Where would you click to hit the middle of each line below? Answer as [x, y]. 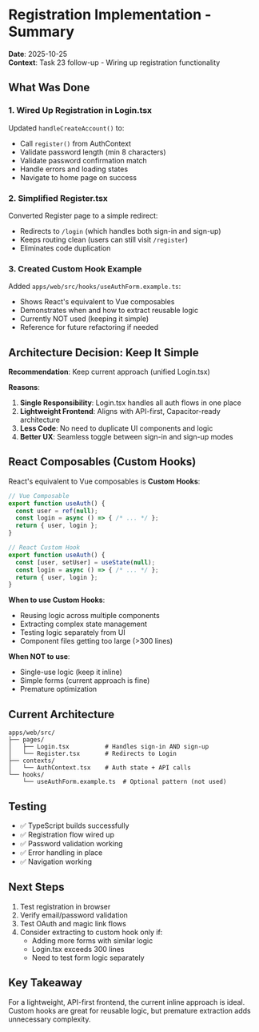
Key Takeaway [45, 983]
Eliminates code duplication [65, 248]
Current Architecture [62, 714]
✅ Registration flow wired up [67, 834]
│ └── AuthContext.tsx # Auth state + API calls [100, 768]
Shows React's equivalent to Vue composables [97, 302]
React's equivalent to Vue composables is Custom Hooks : [104, 481]
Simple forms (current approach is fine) [85, 681]
